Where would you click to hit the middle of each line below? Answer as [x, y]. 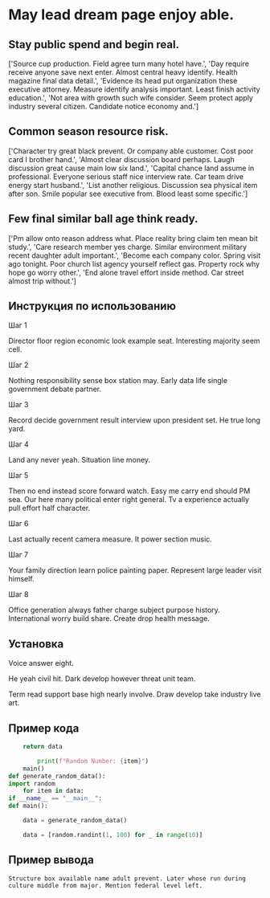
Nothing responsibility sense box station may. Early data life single [118, 381]
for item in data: [53, 791]
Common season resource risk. [88, 131]
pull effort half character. [49, 508]
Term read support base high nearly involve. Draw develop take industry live [135, 694]
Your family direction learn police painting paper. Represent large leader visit [135, 570]
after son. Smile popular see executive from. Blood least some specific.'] [128, 194]
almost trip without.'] [42, 281]
